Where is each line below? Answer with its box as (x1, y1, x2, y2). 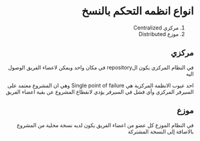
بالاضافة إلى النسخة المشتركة (128, 128, 194, 135)
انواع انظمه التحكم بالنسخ (81, 4, 194, 18)
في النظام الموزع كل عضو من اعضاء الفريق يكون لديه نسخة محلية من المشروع (16, 121, 194, 128)
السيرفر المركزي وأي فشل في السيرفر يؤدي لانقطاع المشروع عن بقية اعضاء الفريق (5, 88, 194, 95)
